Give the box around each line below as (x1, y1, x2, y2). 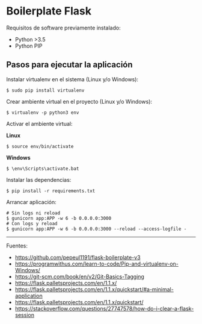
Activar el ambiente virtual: (6, 120, 73, 127)
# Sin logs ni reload (6, 210, 61, 216)
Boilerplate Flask (6, 4, 92, 18)
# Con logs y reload (6, 220, 58, 226)
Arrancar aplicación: (6, 198, 57, 205)
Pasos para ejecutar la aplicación (6, 60, 133, 70)
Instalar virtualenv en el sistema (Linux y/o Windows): (6, 75, 139, 83)
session (14, 311, 35, 319)
